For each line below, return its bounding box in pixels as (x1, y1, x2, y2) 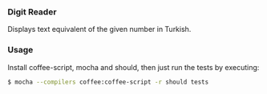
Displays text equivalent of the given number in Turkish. (7, 25, 192, 34)
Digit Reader (7, 6, 57, 18)
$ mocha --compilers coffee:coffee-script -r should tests (7, 78, 209, 86)
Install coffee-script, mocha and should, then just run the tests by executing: (7, 62, 260, 72)
